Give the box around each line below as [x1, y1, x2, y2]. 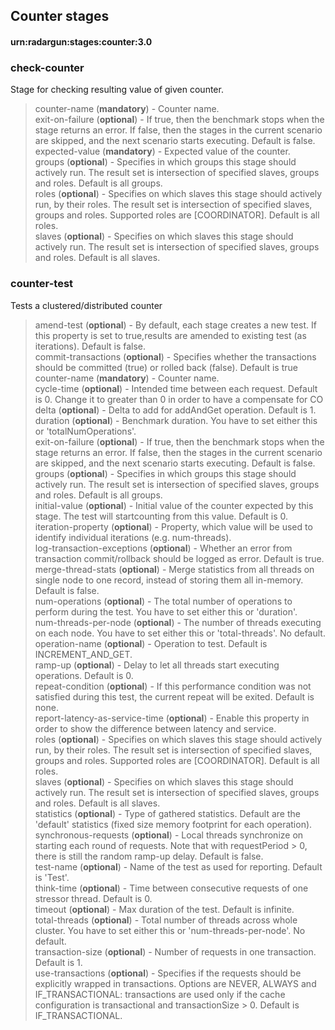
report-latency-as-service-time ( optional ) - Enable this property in [34, 712, 310, 724]
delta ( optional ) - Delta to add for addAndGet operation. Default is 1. [34, 404, 317, 416]
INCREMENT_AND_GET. [34, 648, 133, 660]
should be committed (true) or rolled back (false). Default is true [34, 361, 298, 373]
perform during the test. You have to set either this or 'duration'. [34, 605, 298, 618]
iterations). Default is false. [34, 340, 147, 352]
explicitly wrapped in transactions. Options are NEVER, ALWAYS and [34, 977, 317, 989]
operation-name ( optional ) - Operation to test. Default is [34, 637, 268, 649]
